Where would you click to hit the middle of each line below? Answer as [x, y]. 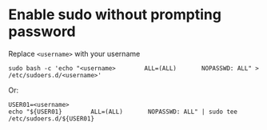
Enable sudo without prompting [115, 15]
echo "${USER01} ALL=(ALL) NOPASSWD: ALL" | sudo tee [123, 112]
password [42, 32]
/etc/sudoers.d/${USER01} [51, 118]
